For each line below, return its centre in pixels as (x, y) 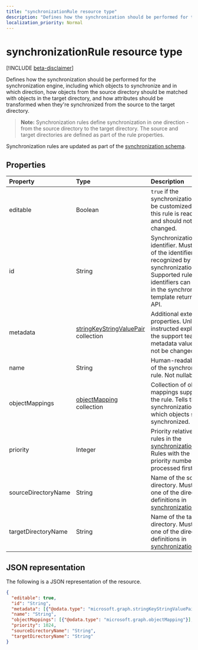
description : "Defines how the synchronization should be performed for (97, 17)
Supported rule (171, 275)
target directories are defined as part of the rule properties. (93, 135)
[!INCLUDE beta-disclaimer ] (40, 68)
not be (160, 351)
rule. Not (163, 375)
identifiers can (170, 282)
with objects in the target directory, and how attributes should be (85, 99)
